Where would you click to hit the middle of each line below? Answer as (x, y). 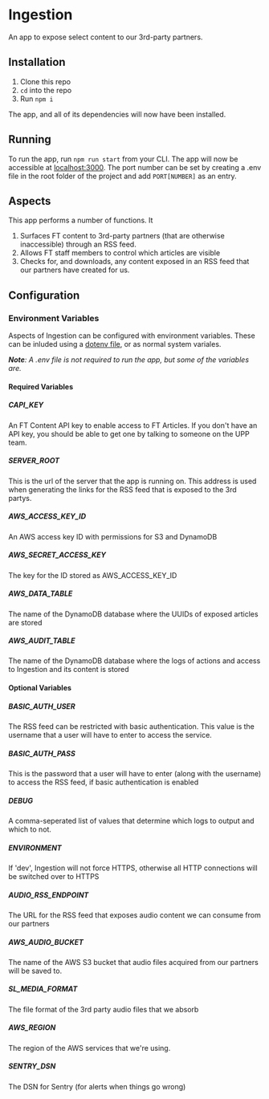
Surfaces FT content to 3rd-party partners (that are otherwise (122, 236)
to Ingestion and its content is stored (69, 670)
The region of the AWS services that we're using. (90, 1048)
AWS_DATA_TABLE (41, 594)
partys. (20, 498)
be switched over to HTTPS (54, 876)
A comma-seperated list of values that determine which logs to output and (131, 820)
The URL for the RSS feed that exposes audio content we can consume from (134, 915)
